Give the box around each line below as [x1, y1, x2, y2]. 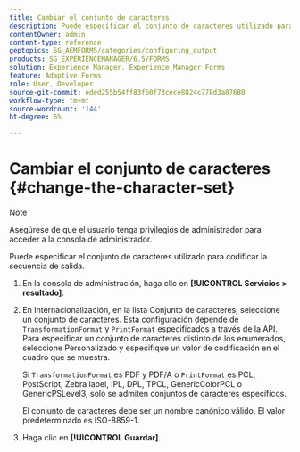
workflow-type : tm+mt [9, 95, 90, 105]
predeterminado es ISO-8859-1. [21, 415, 140, 426]
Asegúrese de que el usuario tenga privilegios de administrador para [9, 225, 262, 235]
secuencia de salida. [9, 260, 85, 272]
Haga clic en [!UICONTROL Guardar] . [21, 432, 161, 443]
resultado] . [21, 287, 64, 299]
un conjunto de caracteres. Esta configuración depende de [21, 314, 239, 325]
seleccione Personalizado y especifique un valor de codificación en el [21, 342, 280, 353]
